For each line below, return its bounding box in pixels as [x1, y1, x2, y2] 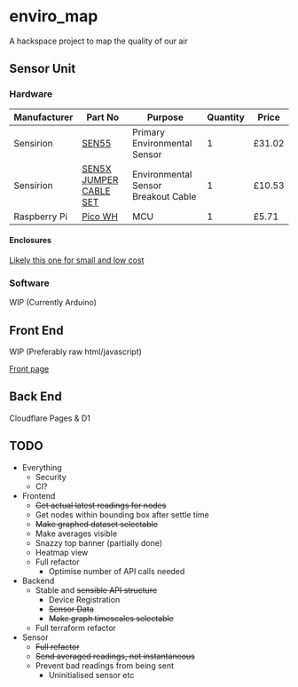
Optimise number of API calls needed [48, 565, 185, 576]
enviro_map [9, 6, 98, 27]
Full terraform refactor [35, 622, 117, 633]
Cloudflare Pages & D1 [9, 413, 91, 423]
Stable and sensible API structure [35, 584, 158, 596]
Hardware [9, 88, 53, 100]
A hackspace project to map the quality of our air [9, 36, 188, 46]
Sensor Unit [9, 61, 76, 76]
